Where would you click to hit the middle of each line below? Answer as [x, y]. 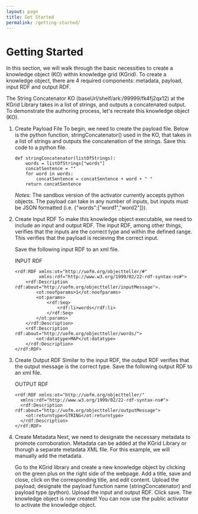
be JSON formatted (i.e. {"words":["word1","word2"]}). [81, 208]
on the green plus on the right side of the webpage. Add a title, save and [103, 474]
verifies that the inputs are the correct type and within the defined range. [103, 232]
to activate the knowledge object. [55, 505]
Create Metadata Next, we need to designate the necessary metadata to [103, 437]
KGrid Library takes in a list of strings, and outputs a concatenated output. [96, 105]
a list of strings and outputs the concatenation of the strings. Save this [100, 141]
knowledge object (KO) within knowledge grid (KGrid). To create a [86, 74]
